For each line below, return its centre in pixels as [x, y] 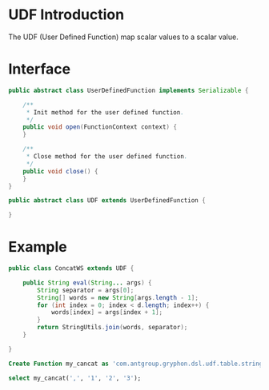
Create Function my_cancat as [59, 364]
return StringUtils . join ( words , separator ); [112, 328]
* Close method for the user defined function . [107, 157]
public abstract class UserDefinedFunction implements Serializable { [128, 90]
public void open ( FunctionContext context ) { [100, 127]
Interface [39, 69]
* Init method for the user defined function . [105, 112]
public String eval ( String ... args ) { [87, 283]
